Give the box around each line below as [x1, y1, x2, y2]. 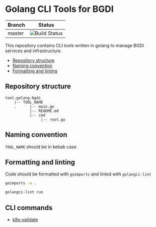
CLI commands [5, 203, 53, 212]
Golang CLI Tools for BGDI [5, 3, 114, 15]
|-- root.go [40, 117, 66, 122]
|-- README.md [29, 108, 59, 113]
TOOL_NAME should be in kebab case [5, 144, 77, 150]
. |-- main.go [14, 104, 55, 109]
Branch [7, 21, 25, 28]
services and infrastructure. [5, 48, 62, 54]
